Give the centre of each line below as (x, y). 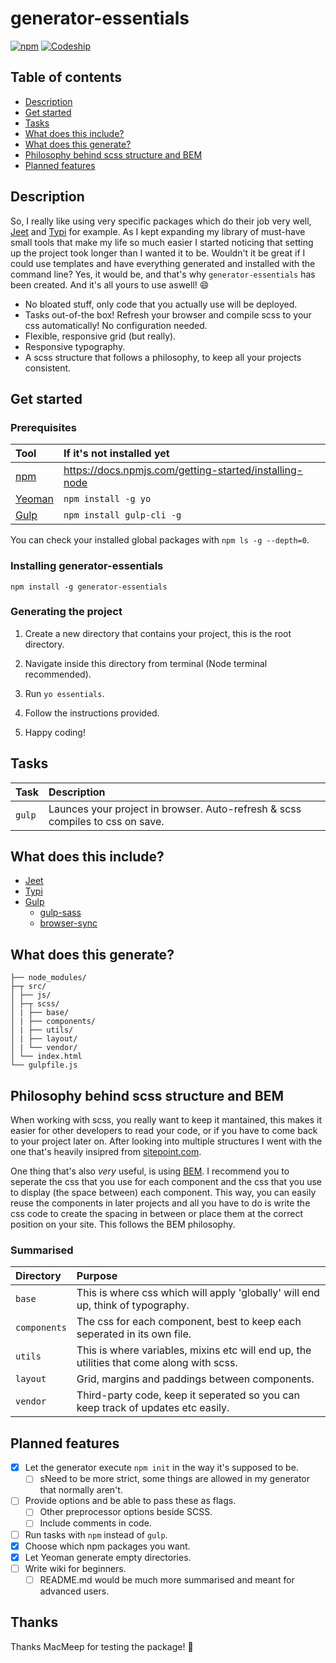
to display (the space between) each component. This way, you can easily (163, 1193)
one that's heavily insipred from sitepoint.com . (106, 1152)
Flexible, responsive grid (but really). (100, 336)
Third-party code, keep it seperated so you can (188, 1395)
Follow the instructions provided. (92, 713)
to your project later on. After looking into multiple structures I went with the (166, 1141)
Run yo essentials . (64, 693)
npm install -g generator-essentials (89, 587)
